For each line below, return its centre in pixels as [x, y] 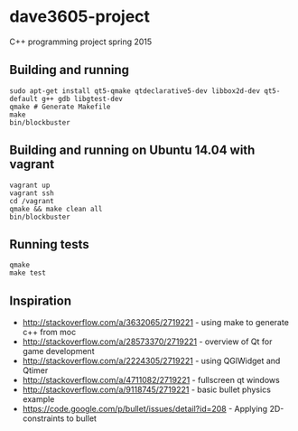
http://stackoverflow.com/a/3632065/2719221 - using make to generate [155, 323]
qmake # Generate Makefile [60, 107]
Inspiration [41, 300]
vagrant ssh [32, 193]
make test [28, 273]
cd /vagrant [32, 201]
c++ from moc [49, 333]
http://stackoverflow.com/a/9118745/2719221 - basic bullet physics [146, 389]
